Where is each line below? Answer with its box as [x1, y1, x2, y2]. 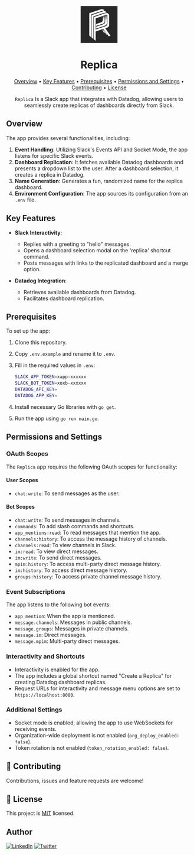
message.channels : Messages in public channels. [14, 619, 133, 626]
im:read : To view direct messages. [14, 548, 98, 555]
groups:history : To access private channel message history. [14, 573, 162, 580]
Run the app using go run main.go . [14, 415, 99, 422]
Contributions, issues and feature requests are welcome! [6, 777, 144, 784]
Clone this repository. [14, 339, 67, 346]
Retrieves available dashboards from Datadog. [23, 288, 136, 295]
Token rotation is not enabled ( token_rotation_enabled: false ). [14, 744, 169, 751]
